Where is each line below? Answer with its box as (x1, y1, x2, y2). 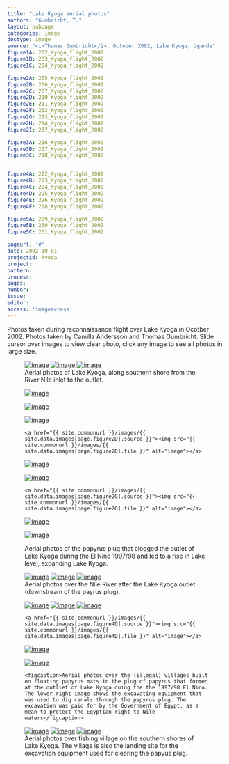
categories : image (7, 29, 60, 37)
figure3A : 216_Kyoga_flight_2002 (7, 139, 104, 146)
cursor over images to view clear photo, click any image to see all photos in (7, 339, 223, 348)
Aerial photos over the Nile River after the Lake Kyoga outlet (24, 579, 196, 588)
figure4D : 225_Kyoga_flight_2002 (7, 189, 104, 197)
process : (7, 273, 33, 281)
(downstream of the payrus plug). (24, 587, 121, 595)
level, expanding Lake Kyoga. (24, 559, 109, 568)
